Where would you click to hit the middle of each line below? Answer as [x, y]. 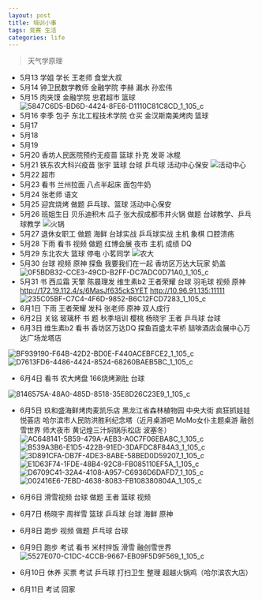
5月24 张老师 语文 [49, 195]
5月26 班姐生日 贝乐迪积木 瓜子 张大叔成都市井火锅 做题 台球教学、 [129, 215]
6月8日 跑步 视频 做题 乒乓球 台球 [74, 531]
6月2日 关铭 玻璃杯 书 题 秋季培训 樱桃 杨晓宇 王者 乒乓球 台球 [120, 318]
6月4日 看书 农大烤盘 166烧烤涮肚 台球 [82, 379]
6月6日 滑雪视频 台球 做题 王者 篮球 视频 [85, 497]
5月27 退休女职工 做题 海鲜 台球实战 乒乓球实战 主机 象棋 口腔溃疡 [127, 234]
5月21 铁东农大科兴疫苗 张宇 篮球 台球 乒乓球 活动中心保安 [114, 165]
